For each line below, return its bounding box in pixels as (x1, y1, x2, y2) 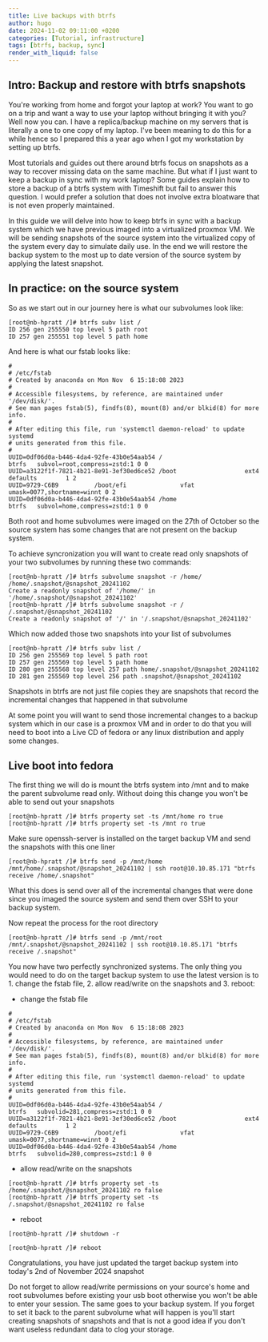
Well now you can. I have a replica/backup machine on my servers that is (8, 117, 250, 127)
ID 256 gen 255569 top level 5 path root (8, 651, 149, 659)
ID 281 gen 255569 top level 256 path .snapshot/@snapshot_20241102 (8, 672, 242, 681)
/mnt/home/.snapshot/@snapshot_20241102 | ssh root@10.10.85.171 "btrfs (8, 865, 256, 873)
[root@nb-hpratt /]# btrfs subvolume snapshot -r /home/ (8, 573, 202, 581)
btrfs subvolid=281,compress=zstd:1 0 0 (8, 1108, 152, 1116)
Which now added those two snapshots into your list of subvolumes (8, 629, 232, 638)
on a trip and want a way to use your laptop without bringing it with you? (8, 108, 246, 118)
